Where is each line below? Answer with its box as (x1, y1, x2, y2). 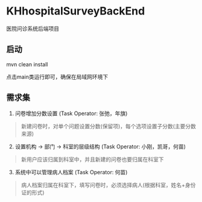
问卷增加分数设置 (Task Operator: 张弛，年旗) (14, 110, 128, 117)
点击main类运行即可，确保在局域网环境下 (6, 73, 109, 80)
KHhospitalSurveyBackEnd (6, 4, 145, 18)
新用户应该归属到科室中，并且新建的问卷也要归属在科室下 (21, 156, 164, 163)
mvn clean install (6, 60, 48, 68)
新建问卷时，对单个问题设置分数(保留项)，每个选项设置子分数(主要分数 (21, 122, 197, 130)
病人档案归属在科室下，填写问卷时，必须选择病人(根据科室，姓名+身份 (21, 181, 196, 188)
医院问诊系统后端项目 (6, 25, 59, 32)
